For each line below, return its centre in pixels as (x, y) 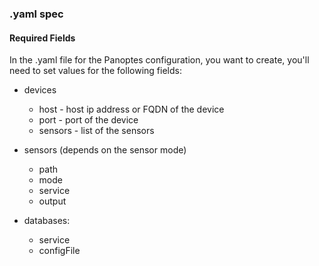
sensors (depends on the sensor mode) (105, 150)
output (52, 201)
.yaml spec (36, 14)
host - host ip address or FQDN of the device (131, 109)
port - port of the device (88, 120)
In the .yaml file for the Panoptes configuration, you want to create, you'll (159, 60)
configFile (59, 251)
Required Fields (42, 38)
